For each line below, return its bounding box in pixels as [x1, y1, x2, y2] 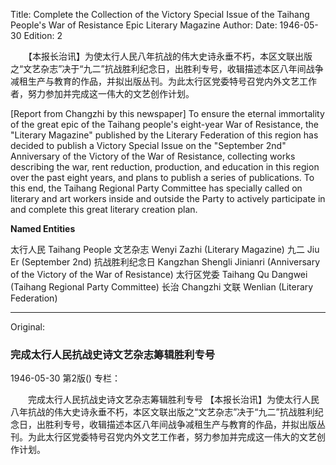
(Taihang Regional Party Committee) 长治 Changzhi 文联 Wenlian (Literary [10, 281, 314, 293]
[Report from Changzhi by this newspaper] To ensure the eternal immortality [10, 108, 325, 119]
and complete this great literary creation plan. [10, 204, 198, 215]
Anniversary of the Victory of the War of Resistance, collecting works [10, 150, 296, 162]
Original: [10, 321, 46, 333]
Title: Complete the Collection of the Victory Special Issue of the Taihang [10, 9, 310, 20]
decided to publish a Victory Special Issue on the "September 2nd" [10, 140, 287, 151]
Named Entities [10, 223, 76, 234]
